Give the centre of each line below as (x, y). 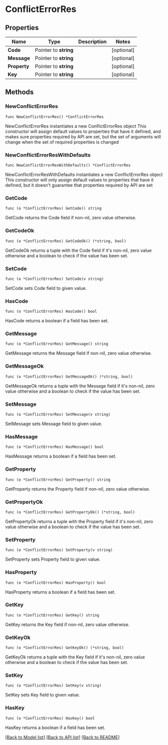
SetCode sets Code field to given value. (46, 288)
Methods (19, 92)
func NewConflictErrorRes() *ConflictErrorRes (54, 117)
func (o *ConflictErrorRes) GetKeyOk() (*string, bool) (64, 648)
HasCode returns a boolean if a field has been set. (57, 321)
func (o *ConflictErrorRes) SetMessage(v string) (58, 415)
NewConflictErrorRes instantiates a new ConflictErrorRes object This (76, 126)
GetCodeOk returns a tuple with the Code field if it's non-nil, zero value (78, 250)
